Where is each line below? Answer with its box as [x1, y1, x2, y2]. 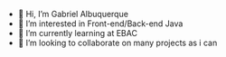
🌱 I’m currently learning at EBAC [17, 28, 138, 38]
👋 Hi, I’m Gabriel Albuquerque [17, 9, 129, 19]
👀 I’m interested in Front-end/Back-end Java [17, 18, 184, 29]
